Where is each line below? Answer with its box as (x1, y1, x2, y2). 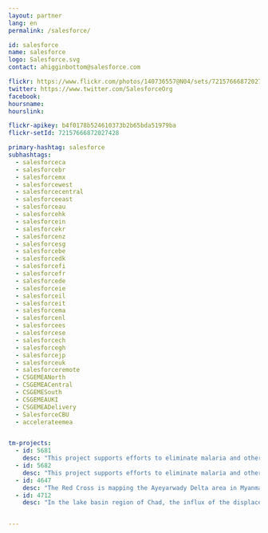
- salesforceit (15, 299, 66, 307)
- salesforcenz (15, 232, 66, 240)
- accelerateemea (15, 418, 73, 426)
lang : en (8, 19, 37, 27)
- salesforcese (15, 329, 66, 337)
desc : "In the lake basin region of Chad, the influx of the (22, 499, 230, 507)
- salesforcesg (15, 240, 66, 248)
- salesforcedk (15, 255, 66, 263)
